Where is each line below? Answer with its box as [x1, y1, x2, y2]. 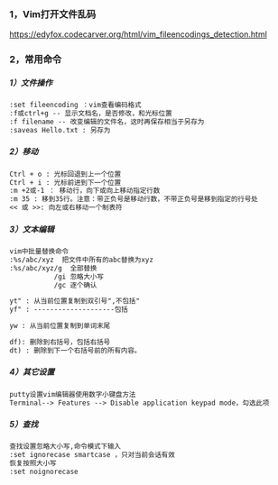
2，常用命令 [9, 53, 62, 66]
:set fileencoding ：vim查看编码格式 [9, 101, 142, 110]
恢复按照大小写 [9, 459, 57, 468]
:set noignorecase [9, 467, 79, 477]
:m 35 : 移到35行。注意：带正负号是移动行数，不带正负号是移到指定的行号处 [9, 195, 259, 204]
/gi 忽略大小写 [53, 272, 104, 281]
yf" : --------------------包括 [9, 305, 128, 315]
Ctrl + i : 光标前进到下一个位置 [9, 178, 122, 187]
